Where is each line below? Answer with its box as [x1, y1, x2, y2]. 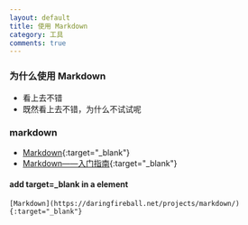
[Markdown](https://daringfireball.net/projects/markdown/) [9, 200, 241, 209]
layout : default [9, 13, 70, 23]
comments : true [9, 38, 67, 48]
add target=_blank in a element [9, 179, 129, 190]
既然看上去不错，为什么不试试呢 [22, 103, 142, 114]
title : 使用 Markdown [9, 22, 88, 31]
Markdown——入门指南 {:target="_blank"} [22, 157, 178, 168]
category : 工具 [9, 30, 64, 39]
